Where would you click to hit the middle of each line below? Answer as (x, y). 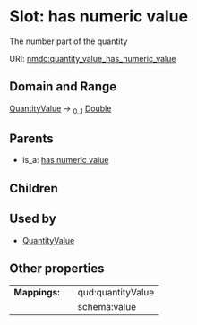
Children (34, 188)
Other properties (57, 268)
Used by (33, 219)
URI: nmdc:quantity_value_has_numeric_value (93, 58)
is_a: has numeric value (65, 160)
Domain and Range (63, 87)
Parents (31, 138)
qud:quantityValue (116, 293)
